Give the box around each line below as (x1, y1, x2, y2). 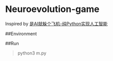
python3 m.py (17, 50, 47, 56)
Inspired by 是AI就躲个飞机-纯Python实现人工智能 (5, 20, 108, 26)
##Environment (5, 30, 37, 36)
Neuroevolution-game (5, 3, 99, 15)
